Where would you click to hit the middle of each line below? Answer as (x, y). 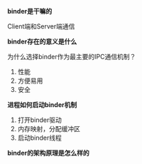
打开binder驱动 (40, 120)
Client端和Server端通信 (41, 26)
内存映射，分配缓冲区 (49, 129)
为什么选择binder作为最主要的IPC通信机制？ (72, 57)
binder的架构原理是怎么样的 (49, 153)
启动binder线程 (40, 138)
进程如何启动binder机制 (42, 105)
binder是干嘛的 (30, 11)
